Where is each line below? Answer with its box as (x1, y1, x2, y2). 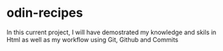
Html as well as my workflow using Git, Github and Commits (6, 35, 179, 43)
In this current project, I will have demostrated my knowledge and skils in (6, 28, 217, 36)
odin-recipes (6, 5, 83, 21)
